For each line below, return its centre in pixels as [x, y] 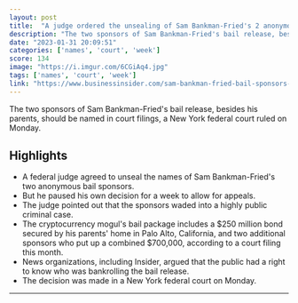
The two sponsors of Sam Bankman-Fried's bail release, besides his [134, 108]
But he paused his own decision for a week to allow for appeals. [138, 195]
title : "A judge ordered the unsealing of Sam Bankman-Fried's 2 [134, 26]
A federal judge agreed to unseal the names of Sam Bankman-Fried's [149, 177]
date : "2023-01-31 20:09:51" [63, 42]
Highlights [39, 156]
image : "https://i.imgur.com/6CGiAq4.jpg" [89, 68]
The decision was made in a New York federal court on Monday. [139, 281]
